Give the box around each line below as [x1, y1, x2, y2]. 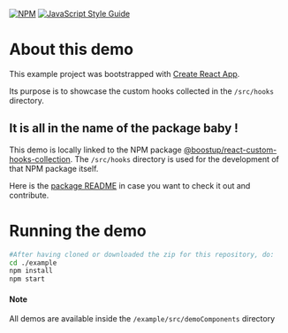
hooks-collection [9, 153, 71, 164]
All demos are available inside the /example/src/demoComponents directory [9, 314, 276, 324]
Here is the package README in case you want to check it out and [9, 180, 251, 190]
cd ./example [9, 258, 57, 267]
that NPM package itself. [9, 163, 99, 174]
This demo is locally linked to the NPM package [9, 144, 183, 155]
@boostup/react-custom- [184, 144, 277, 155]
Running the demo [9, 221, 148, 241]
